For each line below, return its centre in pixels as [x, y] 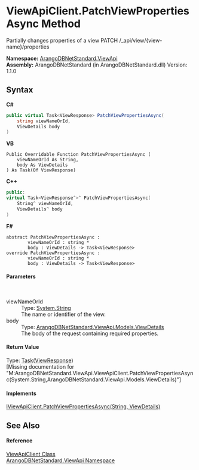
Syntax [20, 90]
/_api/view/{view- [141, 40]
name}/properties [28, 47]
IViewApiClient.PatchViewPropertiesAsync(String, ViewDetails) [83, 406]
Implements [22, 393]
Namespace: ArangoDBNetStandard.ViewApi [62, 58]
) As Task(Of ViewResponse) [41, 170]
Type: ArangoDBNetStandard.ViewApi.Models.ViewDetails [93, 327]
